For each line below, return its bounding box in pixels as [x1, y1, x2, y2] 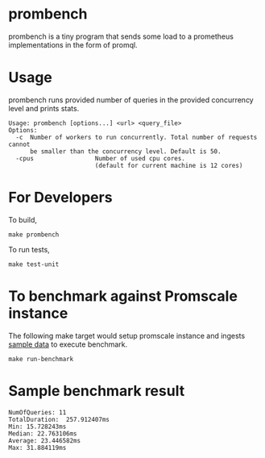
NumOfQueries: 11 [8, 408, 67, 416]
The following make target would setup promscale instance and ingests [8, 331, 246, 340]
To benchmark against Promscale [8, 287, 238, 305]
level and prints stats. [8, 103, 80, 113]
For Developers [8, 189, 113, 206]
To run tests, [8, 244, 50, 254]
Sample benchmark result [8, 381, 185, 400]
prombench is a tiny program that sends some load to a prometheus [8, 31, 234, 41]
